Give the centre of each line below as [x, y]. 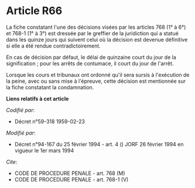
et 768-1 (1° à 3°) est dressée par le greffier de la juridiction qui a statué [92, 33]
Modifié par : [21, 133]
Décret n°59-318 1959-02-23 [49, 121]
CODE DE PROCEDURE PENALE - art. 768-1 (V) [71, 179]
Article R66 [34, 11]
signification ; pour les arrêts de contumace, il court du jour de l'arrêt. [90, 63]
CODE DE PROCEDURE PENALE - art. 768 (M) [70, 173]
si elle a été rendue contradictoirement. [53, 46]
